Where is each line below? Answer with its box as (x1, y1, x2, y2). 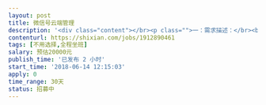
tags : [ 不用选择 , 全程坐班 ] (8, 41, 88, 49)
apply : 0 (8, 70, 37, 78)
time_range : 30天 (8, 77, 65, 85)
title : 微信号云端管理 (8, 19, 75, 27)
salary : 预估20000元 (8, 48, 73, 56)
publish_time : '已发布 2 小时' (8, 56, 105, 64)
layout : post (8, 11, 51, 20)
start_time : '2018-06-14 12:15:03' (8, 63, 126, 71)
